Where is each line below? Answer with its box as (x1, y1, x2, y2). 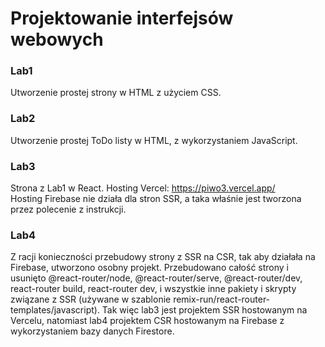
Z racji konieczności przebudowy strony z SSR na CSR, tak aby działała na (10, 251, 316, 263)
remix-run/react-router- (173, 293, 271, 306)
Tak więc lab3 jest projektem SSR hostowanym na (101, 304, 308, 316)
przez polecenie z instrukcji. (10, 203, 127, 216)
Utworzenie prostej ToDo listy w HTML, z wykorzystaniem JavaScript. (10, 134, 298, 146)
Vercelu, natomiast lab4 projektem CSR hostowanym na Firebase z (10, 315, 285, 327)
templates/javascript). (10, 304, 100, 316)
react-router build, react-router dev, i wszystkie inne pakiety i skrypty (10, 283, 297, 295)
